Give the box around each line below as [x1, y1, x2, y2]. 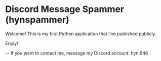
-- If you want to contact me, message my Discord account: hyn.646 [5, 50, 148, 56]
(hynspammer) [5, 14, 69, 25]
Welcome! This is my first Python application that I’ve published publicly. [5, 30, 156, 36]
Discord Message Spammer [5, 3, 125, 15]
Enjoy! [5, 40, 19, 46]
